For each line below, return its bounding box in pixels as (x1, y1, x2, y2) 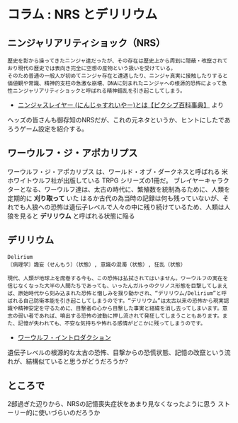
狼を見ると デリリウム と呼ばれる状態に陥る (7, 211, 135, 220)
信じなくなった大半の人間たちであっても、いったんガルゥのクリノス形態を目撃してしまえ (7, 282, 228, 289)
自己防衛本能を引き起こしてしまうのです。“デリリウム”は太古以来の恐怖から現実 (23, 297, 225, 304)
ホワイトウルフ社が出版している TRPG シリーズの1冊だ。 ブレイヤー (7, 176, 205, 185)
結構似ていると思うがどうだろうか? (25, 357, 129, 365)
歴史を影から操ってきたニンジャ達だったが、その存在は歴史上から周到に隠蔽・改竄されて (7, 57, 228, 64)
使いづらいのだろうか (38, 408, 101, 417)
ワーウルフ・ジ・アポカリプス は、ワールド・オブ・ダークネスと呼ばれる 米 (7, 167, 228, 175)
